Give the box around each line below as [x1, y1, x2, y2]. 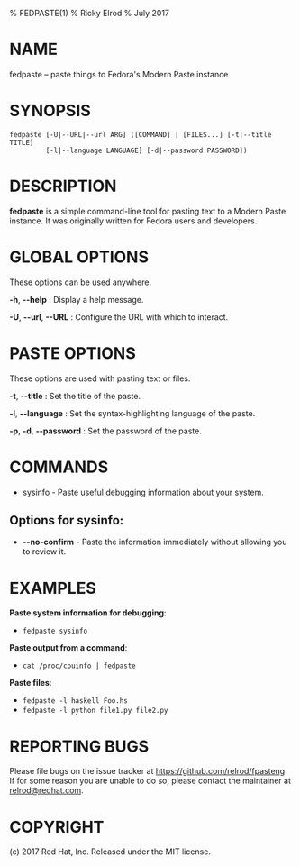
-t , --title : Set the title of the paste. [9, 390, 141, 401]
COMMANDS [9, 457, 109, 477]
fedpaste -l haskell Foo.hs [22, 697, 128, 706]
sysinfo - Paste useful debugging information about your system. [22, 487, 264, 497]
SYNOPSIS [9, 101, 92, 121]
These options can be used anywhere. [9, 277, 152, 287]
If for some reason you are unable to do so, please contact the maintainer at [9, 775, 291, 787]
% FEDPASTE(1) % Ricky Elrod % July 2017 [9, 8, 169, 18]
